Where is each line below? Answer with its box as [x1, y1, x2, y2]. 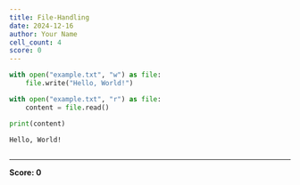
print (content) [9, 119, 66, 128]
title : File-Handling [9, 12, 90, 22]
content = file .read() [25, 103, 110, 112]
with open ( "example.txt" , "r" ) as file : [9, 94, 162, 103]
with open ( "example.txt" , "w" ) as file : [9, 70, 162, 80]
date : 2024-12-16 [9, 21, 74, 30]
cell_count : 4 [9, 37, 62, 47]
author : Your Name [9, 29, 78, 38]
